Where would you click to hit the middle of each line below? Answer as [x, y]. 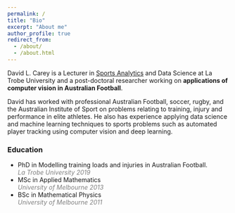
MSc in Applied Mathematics [59, 180]
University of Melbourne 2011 [60, 202]
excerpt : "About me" [38, 27]
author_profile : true [39, 33]
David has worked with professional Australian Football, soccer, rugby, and [115, 101]
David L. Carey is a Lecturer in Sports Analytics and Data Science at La [110, 73]
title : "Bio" [26, 20]
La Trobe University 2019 [54, 172]
